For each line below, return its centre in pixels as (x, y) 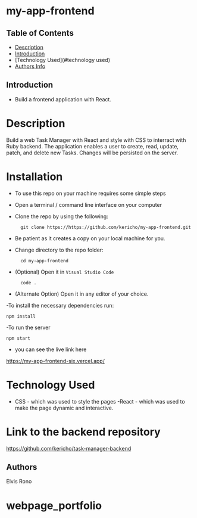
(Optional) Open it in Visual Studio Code (64, 272)
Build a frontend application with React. (63, 99)
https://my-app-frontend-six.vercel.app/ (56, 361)
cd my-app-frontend (44, 260)
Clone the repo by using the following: (61, 216)
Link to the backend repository (83, 432)
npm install (21, 316)
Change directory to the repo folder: (59, 250)
